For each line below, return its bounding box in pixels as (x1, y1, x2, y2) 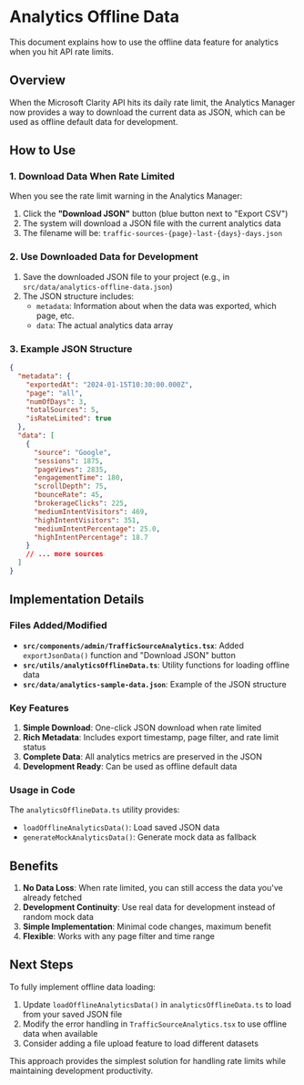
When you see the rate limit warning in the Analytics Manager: (9, 191, 243, 201)
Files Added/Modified (9, 619, 107, 632)
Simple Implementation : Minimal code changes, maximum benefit (22, 921, 271, 932)
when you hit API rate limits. (9, 46, 114, 57)
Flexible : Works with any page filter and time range (22, 931, 216, 941)
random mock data (22, 912, 94, 922)
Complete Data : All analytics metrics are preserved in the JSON (22, 750, 262, 762)
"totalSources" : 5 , (25, 406, 100, 415)
